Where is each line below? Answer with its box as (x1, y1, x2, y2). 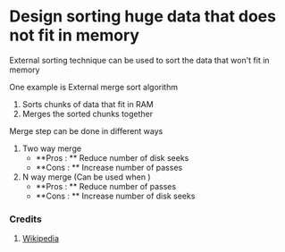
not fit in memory (9, 25, 140, 46)
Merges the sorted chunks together (21, 108, 154, 119)
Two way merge (21, 143, 82, 154)
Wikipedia (21, 233, 60, 244)
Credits (9, 213, 42, 225)
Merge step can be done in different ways (9, 125, 163, 136)
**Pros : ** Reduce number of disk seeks (35, 152, 189, 163)
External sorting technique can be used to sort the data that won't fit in (9, 55, 270, 65)
